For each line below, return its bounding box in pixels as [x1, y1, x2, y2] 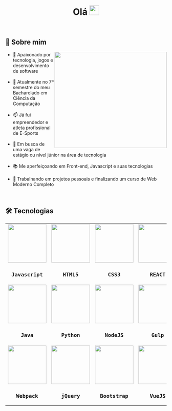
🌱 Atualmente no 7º [12, 78, 54, 85]
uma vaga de [12, 146, 40, 152]
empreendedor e [12, 119, 49, 125]
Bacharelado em [12, 90, 48, 96]
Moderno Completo [12, 181, 54, 187]
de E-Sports [12, 130, 38, 136]
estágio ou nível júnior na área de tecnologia [12, 152, 106, 158]
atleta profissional [12, 125, 51, 131]
